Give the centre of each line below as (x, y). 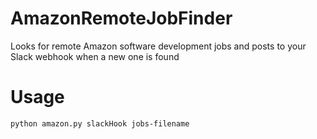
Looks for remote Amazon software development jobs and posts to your (158, 46)
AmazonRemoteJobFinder (121, 18)
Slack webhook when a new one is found (95, 56)
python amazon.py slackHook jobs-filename (100, 123)
